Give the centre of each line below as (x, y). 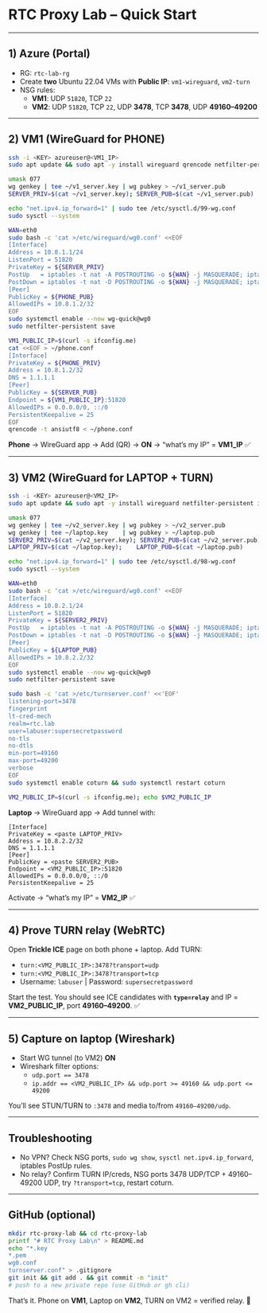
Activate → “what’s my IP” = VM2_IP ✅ (72, 898)
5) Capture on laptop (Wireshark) (92, 1039)
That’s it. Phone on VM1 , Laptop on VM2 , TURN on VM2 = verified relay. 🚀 (130, 1300)
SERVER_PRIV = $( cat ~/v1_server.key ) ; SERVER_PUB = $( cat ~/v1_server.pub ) (131, 194)
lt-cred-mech (30, 716)
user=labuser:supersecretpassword (66, 731)
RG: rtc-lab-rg (44, 72)
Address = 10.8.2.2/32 (46, 841)
